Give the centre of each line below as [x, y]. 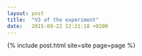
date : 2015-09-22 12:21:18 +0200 [58, 26]
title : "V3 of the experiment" [53, 20]
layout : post [26, 13]
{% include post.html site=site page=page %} [71, 46]
